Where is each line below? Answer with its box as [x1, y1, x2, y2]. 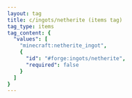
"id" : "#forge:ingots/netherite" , [25, 55, 126, 62]
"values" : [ [13, 36, 49, 43]
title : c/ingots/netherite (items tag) [7, 17, 123, 23]
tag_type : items [7, 23, 54, 30]
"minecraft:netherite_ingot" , [19, 42, 108, 49]
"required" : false [25, 61, 79, 68]
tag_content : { [7, 29, 51, 37]
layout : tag [7, 10, 42, 17]
